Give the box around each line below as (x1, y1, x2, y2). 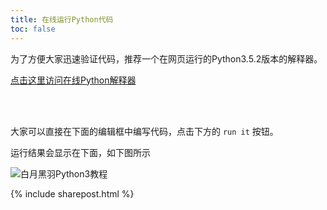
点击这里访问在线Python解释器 (10, 74, 137, 86)
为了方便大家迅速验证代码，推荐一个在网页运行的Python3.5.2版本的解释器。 (10, 52, 323, 65)
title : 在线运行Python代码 (10, 14, 114, 25)
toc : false (10, 24, 56, 34)
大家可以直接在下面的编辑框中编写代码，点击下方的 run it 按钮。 (10, 125, 279, 137)
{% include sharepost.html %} (10, 187, 135, 200)
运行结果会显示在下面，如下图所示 (10, 146, 151, 158)
